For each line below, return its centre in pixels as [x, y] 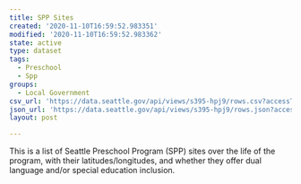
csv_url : [26, 101]
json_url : [28, 110]
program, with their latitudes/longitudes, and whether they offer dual [136, 161]
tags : [19, 59]
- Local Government [54, 92]
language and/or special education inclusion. [92, 171]
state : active [36, 43]
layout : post [34, 118]
